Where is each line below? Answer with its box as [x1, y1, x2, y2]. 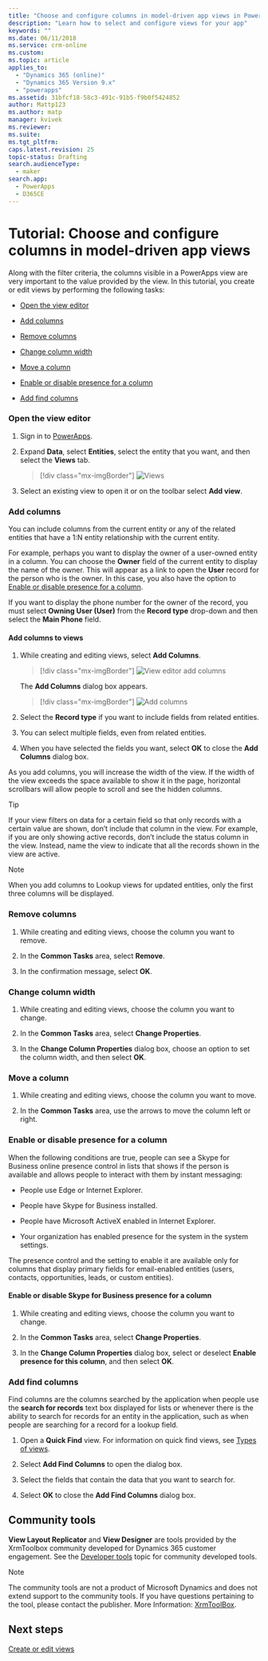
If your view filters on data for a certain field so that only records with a [8, 816, 242, 825]
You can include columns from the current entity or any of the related [8, 524, 236, 534]
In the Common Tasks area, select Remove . [19, 951, 165, 960]
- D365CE [15, 189, 45, 198]
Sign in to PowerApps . [19, 431, 93, 440]
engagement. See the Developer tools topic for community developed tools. [8, 1552, 258, 1561]
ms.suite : [8, 130, 41, 138]
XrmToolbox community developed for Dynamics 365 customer [8, 1543, 217, 1552]
